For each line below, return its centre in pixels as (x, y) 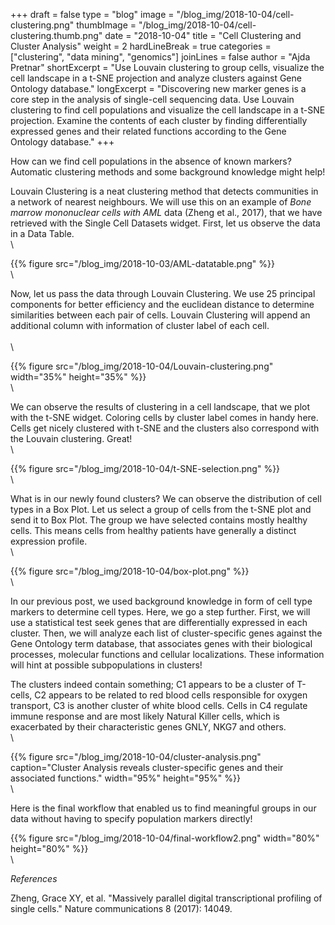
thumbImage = (106, 25)
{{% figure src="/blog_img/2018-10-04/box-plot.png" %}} (130, 571)
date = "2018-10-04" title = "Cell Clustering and (203, 35)
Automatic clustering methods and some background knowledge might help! (168, 172)
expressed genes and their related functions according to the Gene (148, 131)
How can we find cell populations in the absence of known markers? (151, 161)
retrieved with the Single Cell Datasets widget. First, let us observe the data (165, 223)
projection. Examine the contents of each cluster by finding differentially (159, 120)
